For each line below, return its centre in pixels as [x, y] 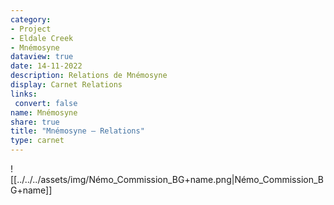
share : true [35, 122]
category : [31, 19]
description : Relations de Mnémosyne [89, 76]
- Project [31, 29]
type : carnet [37, 141]
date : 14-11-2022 [46, 66]
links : [24, 94]
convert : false [46, 103]
